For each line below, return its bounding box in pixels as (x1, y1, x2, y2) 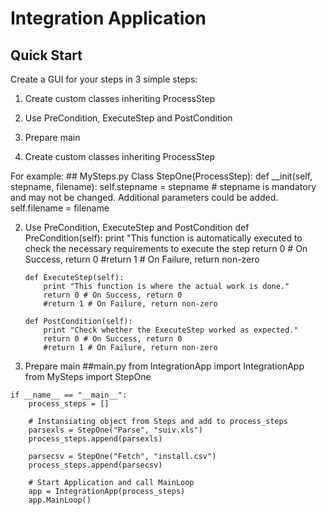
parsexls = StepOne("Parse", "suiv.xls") (28, 425, 203, 435)
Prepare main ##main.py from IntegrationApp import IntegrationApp (24, 360, 305, 372)
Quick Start (10, 47, 83, 64)
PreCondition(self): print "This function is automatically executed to (24, 232, 303, 244)
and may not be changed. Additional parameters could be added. (10, 192, 279, 203)
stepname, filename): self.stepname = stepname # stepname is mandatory (10, 181, 317, 192)
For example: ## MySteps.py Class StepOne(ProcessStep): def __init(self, (10, 170, 313, 182)
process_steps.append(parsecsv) (28, 460, 163, 470)
